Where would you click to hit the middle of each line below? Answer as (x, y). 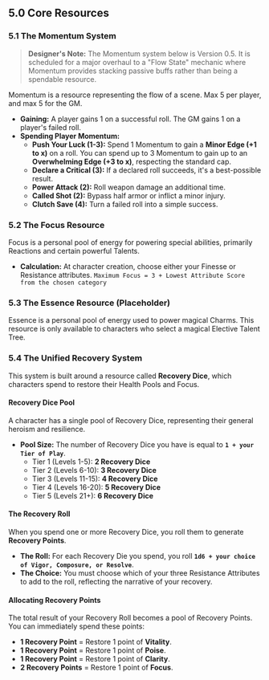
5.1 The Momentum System (62, 36)
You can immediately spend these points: (76, 626)
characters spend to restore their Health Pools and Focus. (104, 384)
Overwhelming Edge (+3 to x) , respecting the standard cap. (131, 161)
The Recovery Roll (39, 514)
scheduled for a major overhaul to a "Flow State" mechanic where (137, 62)
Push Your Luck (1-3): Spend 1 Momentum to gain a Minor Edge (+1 (144, 145)
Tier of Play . (43, 453)
